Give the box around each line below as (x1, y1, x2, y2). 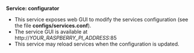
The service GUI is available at (14, 28, 88, 35)
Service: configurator (6, 5, 59, 12)
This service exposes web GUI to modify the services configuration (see (14, 16, 188, 22)
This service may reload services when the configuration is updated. (14, 40, 179, 47)
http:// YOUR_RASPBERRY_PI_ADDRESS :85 (14, 35, 117, 41)
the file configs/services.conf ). (14, 22, 91, 29)
